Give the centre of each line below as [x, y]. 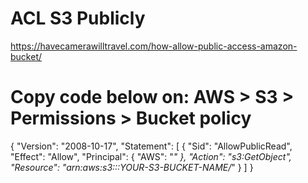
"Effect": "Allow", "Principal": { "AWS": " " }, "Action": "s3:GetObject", [151, 156]
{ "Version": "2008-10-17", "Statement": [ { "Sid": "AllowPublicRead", [151, 146]
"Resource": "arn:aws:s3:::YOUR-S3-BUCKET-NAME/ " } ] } [132, 167]
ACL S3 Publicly [78, 18]
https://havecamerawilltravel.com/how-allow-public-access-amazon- [154, 46]
